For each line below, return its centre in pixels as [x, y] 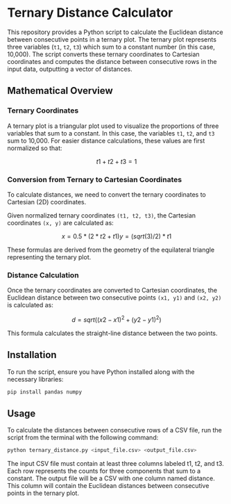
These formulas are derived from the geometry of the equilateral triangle [111, 250]
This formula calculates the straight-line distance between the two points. [112, 333]
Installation [32, 355]
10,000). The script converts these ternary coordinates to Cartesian [103, 54]
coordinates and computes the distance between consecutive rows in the [112, 61]
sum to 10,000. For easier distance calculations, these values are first [106, 140]
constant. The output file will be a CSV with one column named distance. [111, 478]
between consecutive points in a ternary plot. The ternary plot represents [112, 39]
